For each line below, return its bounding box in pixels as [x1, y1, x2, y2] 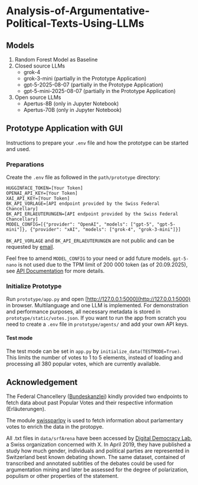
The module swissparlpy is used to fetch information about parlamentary [6, 417, 183, 424]
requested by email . [6, 243, 54, 250]
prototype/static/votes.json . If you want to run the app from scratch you [6, 314, 187, 322]
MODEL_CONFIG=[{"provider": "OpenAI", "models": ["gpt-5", [6, 221, 155, 227]
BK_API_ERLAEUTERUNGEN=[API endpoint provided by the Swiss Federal [6, 211, 178, 217]
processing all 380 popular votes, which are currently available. [6, 360, 161, 367]
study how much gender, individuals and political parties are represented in [6, 447, 190, 454]
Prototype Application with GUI [6, 123, 123, 134]
